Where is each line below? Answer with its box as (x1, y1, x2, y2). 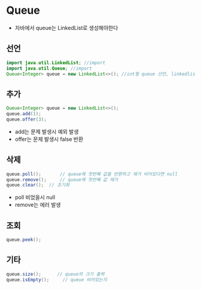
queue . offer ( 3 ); (6, 116, 47, 122)
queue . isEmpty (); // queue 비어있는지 (6, 276, 108, 282)
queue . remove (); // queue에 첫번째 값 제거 (6, 176, 118, 183)
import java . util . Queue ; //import (6, 65, 93, 71)
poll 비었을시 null (14, 194, 56, 201)
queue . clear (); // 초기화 (6, 182, 70, 188)
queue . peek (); (6, 237, 42, 243)
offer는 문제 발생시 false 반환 (14, 136, 84, 143)
